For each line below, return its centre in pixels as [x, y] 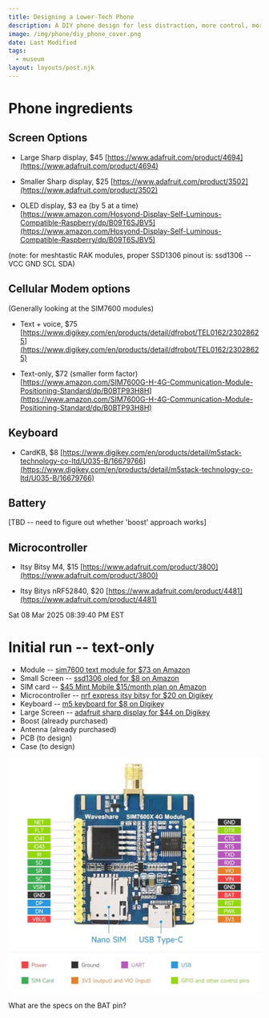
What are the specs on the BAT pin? [67, 1006]
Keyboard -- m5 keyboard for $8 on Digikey [92, 704]
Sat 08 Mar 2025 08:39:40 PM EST [66, 615]
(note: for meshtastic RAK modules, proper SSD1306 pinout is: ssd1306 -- [130, 255]
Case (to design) [47, 747]
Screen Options [48, 138]
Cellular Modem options [69, 289]
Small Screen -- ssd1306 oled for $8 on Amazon [100, 678]
